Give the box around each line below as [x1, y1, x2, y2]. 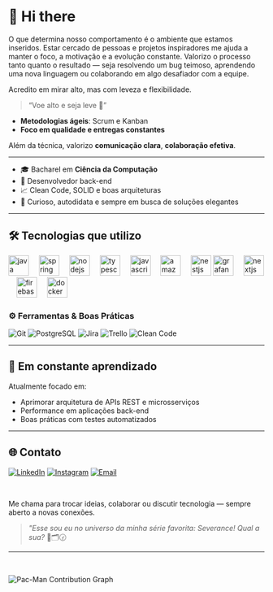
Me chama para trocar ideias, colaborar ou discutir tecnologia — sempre [8, 498, 252, 508]
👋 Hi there [8, 7, 76, 26]
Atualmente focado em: [8, 381, 87, 391]
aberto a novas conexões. [8, 507, 95, 517]
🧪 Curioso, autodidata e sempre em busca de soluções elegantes [19, 197, 239, 207]
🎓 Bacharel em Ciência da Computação [19, 164, 158, 174]
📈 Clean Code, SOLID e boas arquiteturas [19, 185, 162, 194]
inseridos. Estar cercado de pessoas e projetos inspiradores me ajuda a [8, 42, 249, 52]
